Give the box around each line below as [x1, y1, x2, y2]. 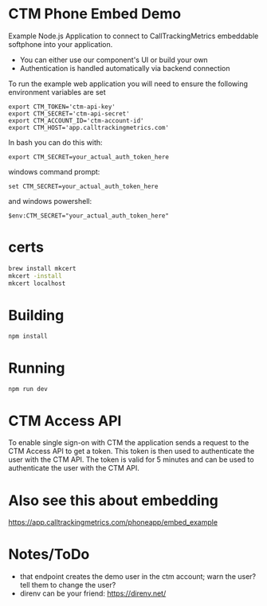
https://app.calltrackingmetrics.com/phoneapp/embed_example [8, 518, 218, 527]
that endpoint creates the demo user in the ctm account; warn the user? [19, 572, 257, 581]
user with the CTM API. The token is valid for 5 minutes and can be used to [8, 455, 254, 464]
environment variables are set [8, 87, 106, 96]
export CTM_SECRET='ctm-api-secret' [8, 109, 130, 118]
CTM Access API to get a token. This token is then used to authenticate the [8, 447, 255, 456]
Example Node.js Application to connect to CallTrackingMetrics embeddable [8, 31, 259, 41]
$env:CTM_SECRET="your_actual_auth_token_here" [8, 212, 170, 220]
